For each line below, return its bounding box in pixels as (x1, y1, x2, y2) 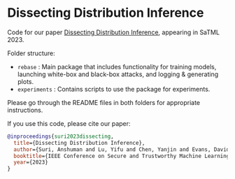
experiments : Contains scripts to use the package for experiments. (17, 85, 211, 93)
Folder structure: (7, 49, 56, 57)
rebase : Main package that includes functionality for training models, (17, 62, 217, 71)
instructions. (7, 106, 43, 114)
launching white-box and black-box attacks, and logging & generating (17, 70, 219, 78)
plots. (17, 77, 34, 85)
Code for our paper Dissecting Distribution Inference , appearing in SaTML (7, 28, 220, 36)
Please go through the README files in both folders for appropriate (7, 98, 201, 106)
